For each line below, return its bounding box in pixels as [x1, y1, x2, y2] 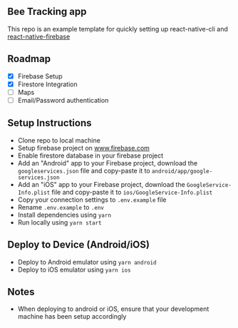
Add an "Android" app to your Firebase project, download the [17, 158, 198, 167]
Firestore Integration [17, 80, 78, 88]
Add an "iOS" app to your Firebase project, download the [17, 180, 185, 188]
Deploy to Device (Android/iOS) [7, 239, 150, 251]
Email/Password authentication [17, 96, 109, 104]
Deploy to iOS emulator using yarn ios [17, 265, 131, 274]
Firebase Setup [17, 71, 63, 81]
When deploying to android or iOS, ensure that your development [17, 304, 209, 313]
